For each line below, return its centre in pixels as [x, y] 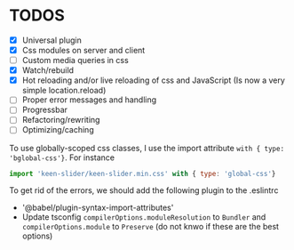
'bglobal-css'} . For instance [62, 157]
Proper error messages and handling [89, 100]
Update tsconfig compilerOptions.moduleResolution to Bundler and [144, 217]
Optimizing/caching [58, 130]
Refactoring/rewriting [61, 120]
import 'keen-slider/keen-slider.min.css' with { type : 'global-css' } [143, 173]
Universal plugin [52, 40]
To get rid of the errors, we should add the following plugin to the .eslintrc [144, 190]
